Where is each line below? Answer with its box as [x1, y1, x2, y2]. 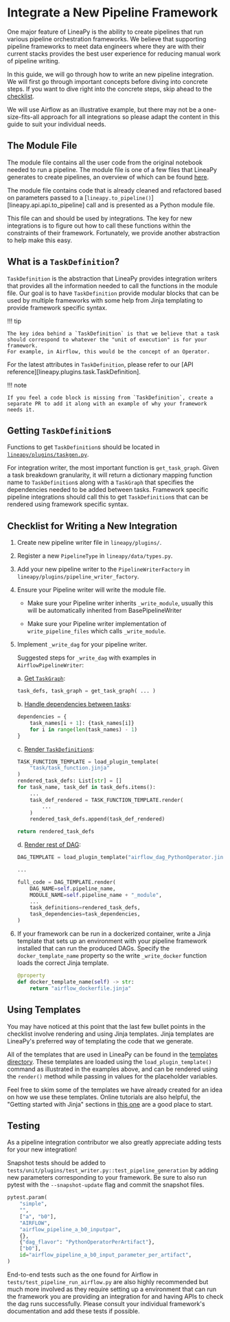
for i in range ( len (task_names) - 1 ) [30, 726, 138, 733]
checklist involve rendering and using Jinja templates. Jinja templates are [7, 1030, 214, 1038]
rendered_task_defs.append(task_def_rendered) [30, 816, 165, 823]
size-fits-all [7, 112, 40, 121]
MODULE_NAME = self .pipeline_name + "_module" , [30, 891, 163, 898]
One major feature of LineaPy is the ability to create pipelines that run [7, 28, 204, 36]
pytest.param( [7, 1194, 48, 1201]
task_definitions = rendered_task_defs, [30, 904, 141, 911]
